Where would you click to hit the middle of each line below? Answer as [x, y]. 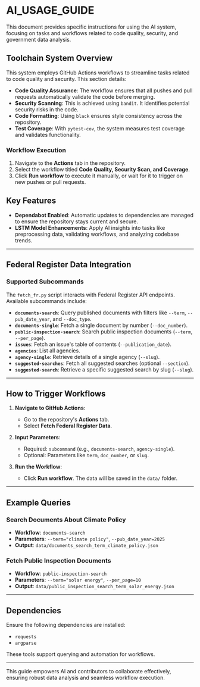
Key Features [31, 201]
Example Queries [39, 503]
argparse [26, 644]
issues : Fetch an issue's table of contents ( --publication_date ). [93, 344]
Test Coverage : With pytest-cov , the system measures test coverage [100, 128]
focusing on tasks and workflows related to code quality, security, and [92, 33]
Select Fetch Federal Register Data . [68, 426]
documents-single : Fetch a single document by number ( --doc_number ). [101, 325]
